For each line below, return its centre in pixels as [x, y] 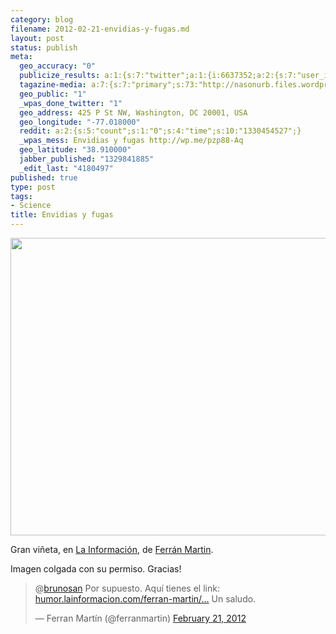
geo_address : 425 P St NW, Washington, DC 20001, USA [133, 112]
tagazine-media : [53, 85]
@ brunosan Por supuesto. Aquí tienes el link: [127, 588]
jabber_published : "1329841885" [87, 159]
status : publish [44, 47]
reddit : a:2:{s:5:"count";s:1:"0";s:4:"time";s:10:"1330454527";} [160, 131]
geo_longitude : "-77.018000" [80, 122]
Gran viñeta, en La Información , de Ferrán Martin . [112, 549]
